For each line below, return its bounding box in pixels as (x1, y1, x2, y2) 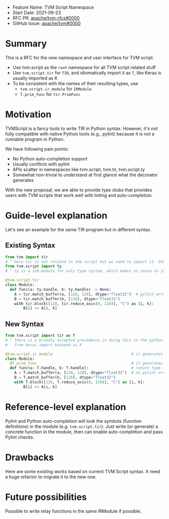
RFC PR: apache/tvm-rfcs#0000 (12, 15, 80, 21)
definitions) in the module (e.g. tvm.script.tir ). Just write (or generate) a (5, 423, 158, 429)
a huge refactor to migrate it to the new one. (5, 474, 97, 480)
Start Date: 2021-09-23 (12, 10, 61, 16)
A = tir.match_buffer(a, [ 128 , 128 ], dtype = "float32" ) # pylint (14, 292, 154, 297)
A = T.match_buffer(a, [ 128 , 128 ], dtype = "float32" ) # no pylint (14, 370, 156, 375)
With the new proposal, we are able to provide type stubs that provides (5, 186, 152, 193)
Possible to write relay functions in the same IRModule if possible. (5, 508, 142, 514)
